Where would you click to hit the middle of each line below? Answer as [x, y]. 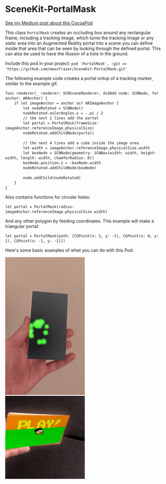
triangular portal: [22, 226]
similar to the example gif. [32, 84]
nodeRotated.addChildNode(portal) [59, 133]
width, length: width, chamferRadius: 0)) [50, 158]
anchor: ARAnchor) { [27, 98]
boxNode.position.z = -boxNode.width [62, 163]
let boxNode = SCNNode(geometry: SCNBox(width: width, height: [90, 153]
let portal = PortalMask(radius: [40, 207]
